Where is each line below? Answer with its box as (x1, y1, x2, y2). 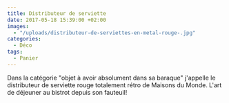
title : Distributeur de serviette (7, 10, 107, 17)
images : (7, 23, 30, 30)
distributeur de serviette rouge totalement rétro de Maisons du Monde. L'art (7, 80, 222, 89)
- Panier (13, 55, 39, 62)
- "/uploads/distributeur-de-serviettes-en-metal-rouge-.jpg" (13, 29, 196, 36)
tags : (7, 49, 23, 56)
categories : (7, 36, 41, 43)
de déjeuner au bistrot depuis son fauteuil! (7, 88, 128, 96)
